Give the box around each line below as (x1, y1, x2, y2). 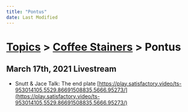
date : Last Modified (6, 14, 58, 20)
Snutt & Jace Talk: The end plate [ (14, 80, 99, 87)
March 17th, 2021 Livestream (6, 64, 117, 74)
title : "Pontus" (6, 8, 47, 15)
